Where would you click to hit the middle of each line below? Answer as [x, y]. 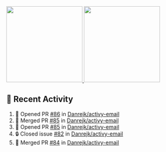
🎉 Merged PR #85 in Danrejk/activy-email [67, 120]
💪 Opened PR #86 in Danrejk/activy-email [67, 114]
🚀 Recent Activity [40, 99]
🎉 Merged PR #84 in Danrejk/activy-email [67, 142]
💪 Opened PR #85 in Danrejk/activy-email [67, 126]
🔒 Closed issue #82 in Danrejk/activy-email [69, 134]
